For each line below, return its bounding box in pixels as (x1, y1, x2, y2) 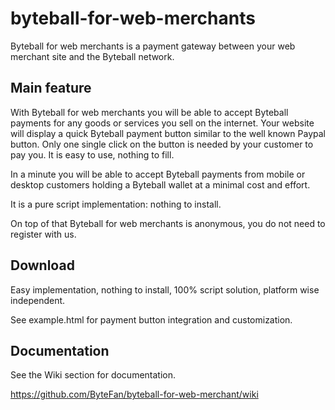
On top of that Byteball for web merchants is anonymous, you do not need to (10, 217, 326, 229)
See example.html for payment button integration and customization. (10, 313, 293, 326)
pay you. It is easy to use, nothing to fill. (10, 148, 175, 161)
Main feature (10, 80, 92, 97)
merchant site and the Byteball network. (10, 50, 175, 62)
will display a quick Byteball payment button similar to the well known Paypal (10, 127, 326, 139)
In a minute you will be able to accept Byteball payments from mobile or (10, 168, 306, 180)
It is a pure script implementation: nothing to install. (10, 198, 222, 210)
